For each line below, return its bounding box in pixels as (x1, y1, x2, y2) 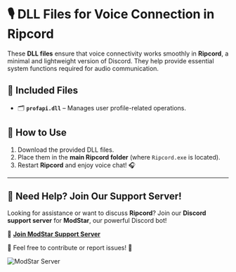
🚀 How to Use (7, 127, 67, 138)
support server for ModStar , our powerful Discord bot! (7, 216, 167, 225)
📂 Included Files (7, 84, 79, 96)
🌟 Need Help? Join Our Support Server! (7, 190, 182, 202)
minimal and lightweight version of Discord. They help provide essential (7, 56, 214, 65)
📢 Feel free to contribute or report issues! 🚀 (7, 244, 133, 252)
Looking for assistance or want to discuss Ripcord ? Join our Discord (7, 209, 206, 217)
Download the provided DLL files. (17, 145, 114, 154)
